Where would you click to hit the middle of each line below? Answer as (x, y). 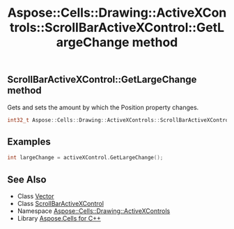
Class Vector (36, 196)
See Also (27, 179)
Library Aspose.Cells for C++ (59, 218)
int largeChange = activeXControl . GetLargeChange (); (85, 158)
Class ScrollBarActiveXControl (61, 203)
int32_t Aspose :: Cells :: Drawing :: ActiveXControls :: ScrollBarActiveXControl (119, 120)
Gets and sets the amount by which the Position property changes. (103, 107)
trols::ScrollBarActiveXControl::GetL (117, 27)
